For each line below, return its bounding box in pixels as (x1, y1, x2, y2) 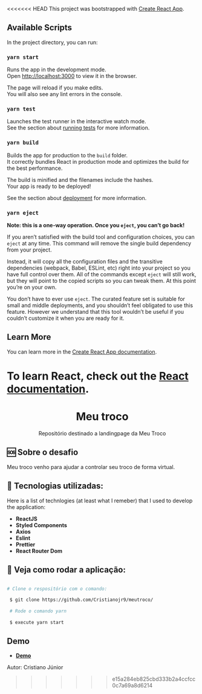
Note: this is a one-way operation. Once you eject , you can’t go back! (7, 222, 185, 229)
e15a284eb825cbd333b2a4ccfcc (112, 675, 196, 683)
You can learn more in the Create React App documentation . (7, 348, 157, 355)
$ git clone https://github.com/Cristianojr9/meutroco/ (9, 597, 154, 603)
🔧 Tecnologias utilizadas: (7, 481, 103, 491)
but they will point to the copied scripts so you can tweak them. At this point (7, 277, 196, 284)
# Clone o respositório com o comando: (7, 586, 108, 592)
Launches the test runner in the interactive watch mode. (7, 118, 147, 125)
